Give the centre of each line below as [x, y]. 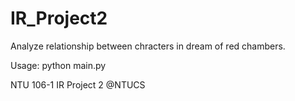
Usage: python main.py [58, 65]
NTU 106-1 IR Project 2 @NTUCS [78, 84]
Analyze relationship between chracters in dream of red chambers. [148, 46]
